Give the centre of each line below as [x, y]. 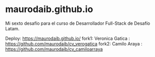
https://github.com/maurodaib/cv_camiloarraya [54, 49]
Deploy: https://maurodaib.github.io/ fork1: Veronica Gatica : [68, 38]
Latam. [12, 28]
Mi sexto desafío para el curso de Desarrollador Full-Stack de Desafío [78, 23]
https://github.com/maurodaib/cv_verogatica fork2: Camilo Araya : [74, 43]
